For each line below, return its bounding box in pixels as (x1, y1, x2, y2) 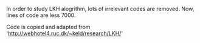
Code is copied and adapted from (6, 24, 91, 30)
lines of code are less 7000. (6, 12, 76, 19)
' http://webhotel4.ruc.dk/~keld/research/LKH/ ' (6, 30, 123, 37)
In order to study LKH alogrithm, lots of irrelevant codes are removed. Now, (6, 5, 195, 12)
